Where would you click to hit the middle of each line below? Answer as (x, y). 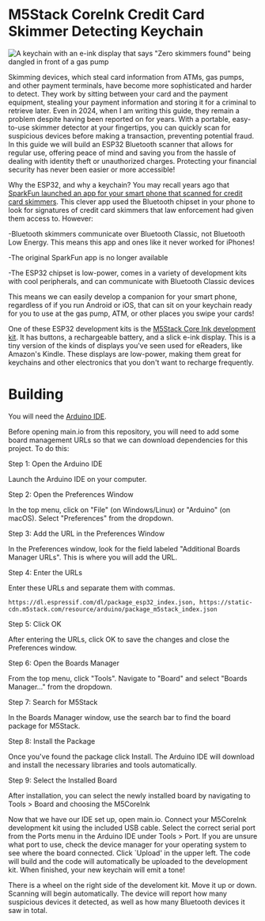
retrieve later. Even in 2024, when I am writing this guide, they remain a (124, 110)
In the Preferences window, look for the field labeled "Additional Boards (124, 548)
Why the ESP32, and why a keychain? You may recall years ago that (119, 184)
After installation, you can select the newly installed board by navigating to (129, 795)
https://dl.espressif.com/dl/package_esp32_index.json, (102, 602)
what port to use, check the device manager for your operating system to (127, 844)
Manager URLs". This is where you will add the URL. (93, 557)
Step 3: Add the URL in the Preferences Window (86, 533)
